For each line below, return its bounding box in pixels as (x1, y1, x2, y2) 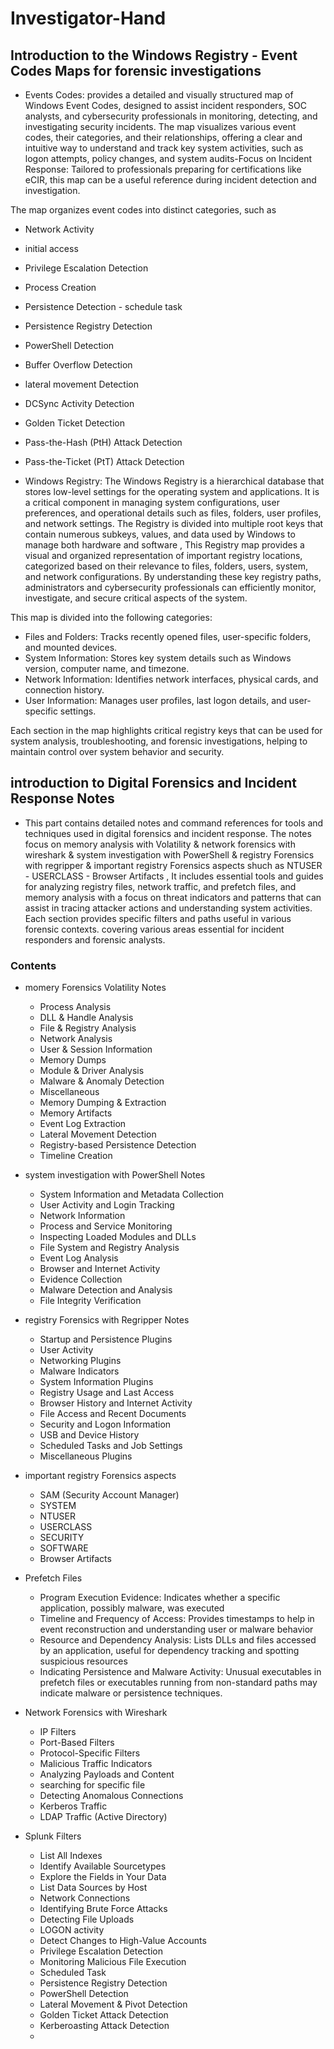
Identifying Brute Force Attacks (39, 1903, 168, 1915)
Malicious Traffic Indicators (39, 1758, 153, 1770)
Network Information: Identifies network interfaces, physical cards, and (24, 673, 319, 685)
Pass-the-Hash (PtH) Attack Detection (24, 437, 183, 448)
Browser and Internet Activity (39, 1263, 161, 1275)
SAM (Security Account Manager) (39, 1489, 180, 1501)
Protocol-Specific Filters (39, 1747, 141, 1759)
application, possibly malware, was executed (39, 1602, 225, 1614)
